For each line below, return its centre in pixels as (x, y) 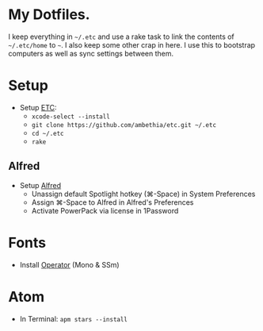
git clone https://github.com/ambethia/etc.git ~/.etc (124, 125)
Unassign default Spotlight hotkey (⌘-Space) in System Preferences (143, 194)
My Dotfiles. (49, 15)
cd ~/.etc (48, 133)
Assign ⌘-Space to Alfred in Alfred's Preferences (112, 202)
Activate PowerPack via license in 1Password (105, 210)
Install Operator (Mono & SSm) (70, 264)
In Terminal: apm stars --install (74, 318)
